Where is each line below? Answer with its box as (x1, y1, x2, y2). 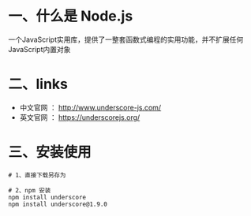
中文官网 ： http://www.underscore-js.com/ (19, 102, 162, 112)
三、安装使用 (8, 143, 92, 162)
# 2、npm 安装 (8, 186, 51, 194)
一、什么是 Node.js (8, 7, 133, 25)
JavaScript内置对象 (8, 44, 71, 54)
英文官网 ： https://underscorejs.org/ (19, 112, 140, 122)
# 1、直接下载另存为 (8, 171, 66, 179)
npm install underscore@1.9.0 (8, 200, 108, 208)
